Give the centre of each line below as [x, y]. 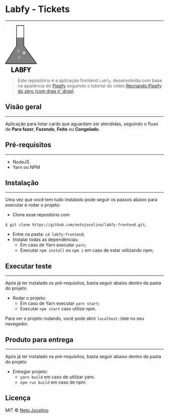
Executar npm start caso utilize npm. [58, 309]
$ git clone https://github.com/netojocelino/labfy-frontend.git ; [76, 224]
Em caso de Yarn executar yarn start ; [60, 303]
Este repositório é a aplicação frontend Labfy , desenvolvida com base [90, 80]
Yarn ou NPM [26, 167]
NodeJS [21, 161]
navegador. [17, 324]
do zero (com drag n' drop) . [46, 91]
